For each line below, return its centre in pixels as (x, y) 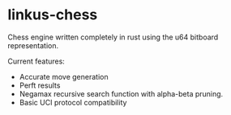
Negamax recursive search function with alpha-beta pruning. (121, 93)
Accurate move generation (64, 76)
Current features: (36, 61)
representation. (33, 45)
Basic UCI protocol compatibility (73, 102)
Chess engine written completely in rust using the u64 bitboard (113, 37)
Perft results (40, 85)
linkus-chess (53, 15)
